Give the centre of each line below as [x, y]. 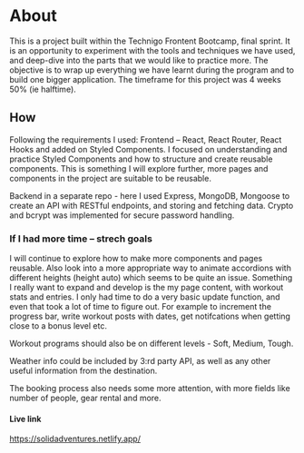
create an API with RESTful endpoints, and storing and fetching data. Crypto [152, 205]
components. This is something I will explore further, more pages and [139, 168]
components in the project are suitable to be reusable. [110, 178]
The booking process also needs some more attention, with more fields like [150, 389]
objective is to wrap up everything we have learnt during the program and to [152, 70]
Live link [25, 419]
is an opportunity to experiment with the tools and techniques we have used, [152, 50]
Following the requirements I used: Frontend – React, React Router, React [146, 139]
